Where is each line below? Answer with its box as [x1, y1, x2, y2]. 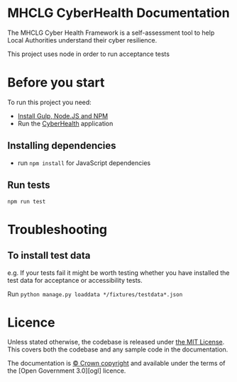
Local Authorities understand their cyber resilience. [7, 35, 158, 44]
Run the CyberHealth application [17, 119, 114, 128]
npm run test [7, 198, 46, 205]
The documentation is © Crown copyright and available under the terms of [7, 359, 226, 368]
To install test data [7, 249, 91, 262]
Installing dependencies [7, 140, 116, 152]
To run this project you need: [7, 98, 92, 106]
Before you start [7, 74, 105, 91]
